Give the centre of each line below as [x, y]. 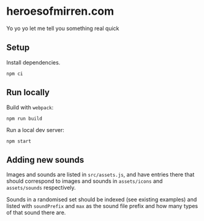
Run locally [28, 92]
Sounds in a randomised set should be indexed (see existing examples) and [102, 200]
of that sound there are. [36, 212]
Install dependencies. [33, 62]
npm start [19, 141]
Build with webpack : [30, 107]
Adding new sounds [45, 160]
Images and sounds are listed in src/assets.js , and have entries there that [100, 175]
